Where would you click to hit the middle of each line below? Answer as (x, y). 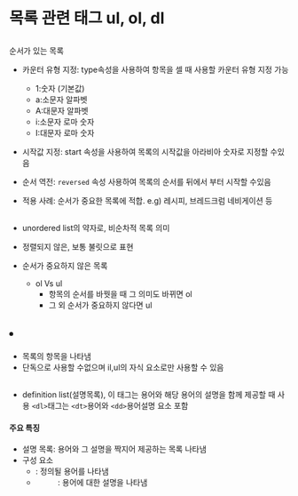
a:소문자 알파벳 (61, 100)
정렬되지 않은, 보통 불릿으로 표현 (78, 246)
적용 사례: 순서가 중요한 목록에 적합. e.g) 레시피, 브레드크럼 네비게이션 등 (147, 200)
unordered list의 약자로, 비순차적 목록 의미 (96, 228)
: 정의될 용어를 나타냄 (72, 471)
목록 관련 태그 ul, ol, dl (87, 18)
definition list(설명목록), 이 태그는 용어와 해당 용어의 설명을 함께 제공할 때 (149, 395)
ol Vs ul (49, 283)
